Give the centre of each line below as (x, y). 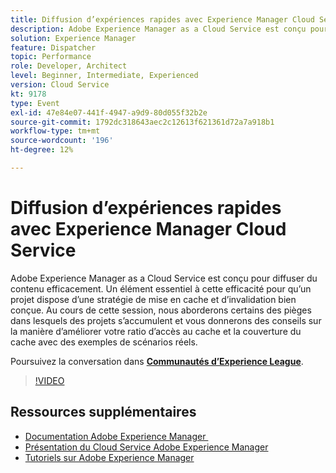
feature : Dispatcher (53, 47)
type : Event (35, 103)
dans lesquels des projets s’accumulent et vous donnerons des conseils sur (166, 320)
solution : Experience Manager (73, 38)
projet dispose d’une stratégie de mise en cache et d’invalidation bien (153, 299)
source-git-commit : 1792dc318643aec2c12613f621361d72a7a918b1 (142, 122)
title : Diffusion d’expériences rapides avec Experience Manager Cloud (162, 19)
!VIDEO (49, 380)
